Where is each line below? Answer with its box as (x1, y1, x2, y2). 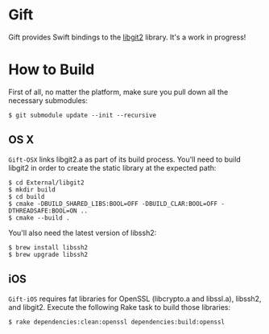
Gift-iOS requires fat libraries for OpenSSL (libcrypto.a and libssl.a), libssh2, (8, 294, 262, 303)
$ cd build (8, 192, 45, 200)
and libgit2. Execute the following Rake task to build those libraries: (8, 302, 231, 311)
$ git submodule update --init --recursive (8, 111, 157, 119)
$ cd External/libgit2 (8, 179, 85, 187)
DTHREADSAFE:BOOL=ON (8, 207, 78, 215)
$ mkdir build (8, 185, 56, 194)
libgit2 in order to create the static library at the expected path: (8, 163, 217, 172)
